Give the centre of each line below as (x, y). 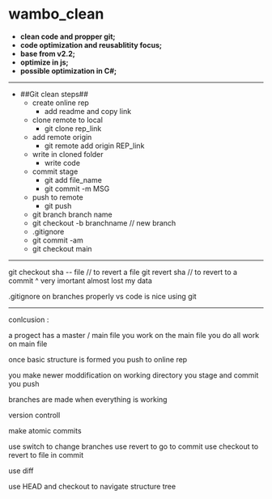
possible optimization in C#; (68, 70)
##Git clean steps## (54, 94)
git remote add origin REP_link (94, 146)
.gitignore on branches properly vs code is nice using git (102, 296)
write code (62, 163)
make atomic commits (45, 430)
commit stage (55, 171)
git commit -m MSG (77, 188)
